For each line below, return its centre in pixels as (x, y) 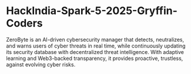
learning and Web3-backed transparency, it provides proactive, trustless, (95, 58)
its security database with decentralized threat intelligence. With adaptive (95, 52)
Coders (24, 23)
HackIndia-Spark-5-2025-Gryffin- (92, 11)
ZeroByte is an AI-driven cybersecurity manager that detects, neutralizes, (95, 39)
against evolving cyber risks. (41, 64)
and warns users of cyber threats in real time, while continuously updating (96, 46)
